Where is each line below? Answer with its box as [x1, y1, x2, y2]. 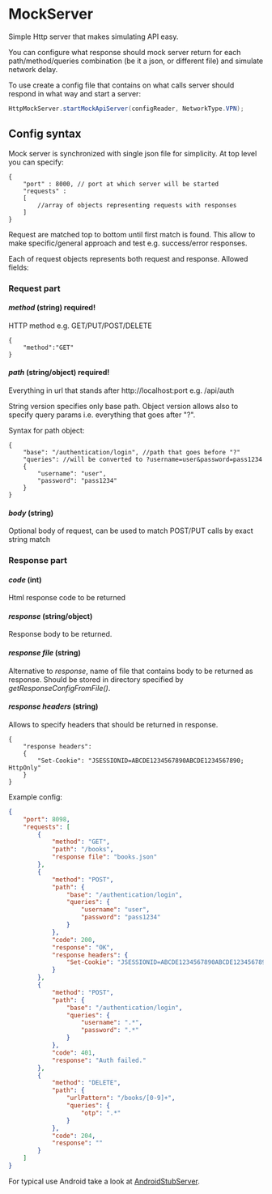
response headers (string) [8, 701, 99, 711]
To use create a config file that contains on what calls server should [8, 80, 235, 90]
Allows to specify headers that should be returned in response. [8, 719, 219, 729]
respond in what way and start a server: [8, 88, 142, 98]
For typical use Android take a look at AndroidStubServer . [8, 1176, 201, 1186]
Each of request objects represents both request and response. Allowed [8, 254, 249, 263]
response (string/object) [8, 611, 93, 620]
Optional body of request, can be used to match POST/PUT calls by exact [8, 526, 253, 535]
